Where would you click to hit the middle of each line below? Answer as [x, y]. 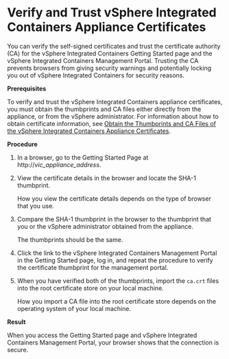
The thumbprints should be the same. [70, 239]
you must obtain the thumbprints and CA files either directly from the [104, 109]
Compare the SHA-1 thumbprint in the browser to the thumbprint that [114, 219]
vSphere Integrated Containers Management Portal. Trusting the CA [103, 60]
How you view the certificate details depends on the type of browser [114, 198]
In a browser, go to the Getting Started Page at [83, 157]
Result [16, 322]
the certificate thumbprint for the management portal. [93, 267]
